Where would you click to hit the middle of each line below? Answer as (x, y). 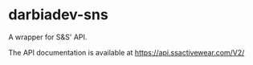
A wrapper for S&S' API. (48, 37)
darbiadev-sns (58, 15)
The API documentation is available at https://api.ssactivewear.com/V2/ (126, 52)
